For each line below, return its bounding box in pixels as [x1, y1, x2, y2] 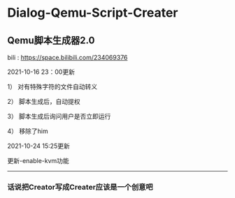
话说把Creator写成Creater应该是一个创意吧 [7, 182, 153, 192]
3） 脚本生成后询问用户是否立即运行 [7, 112, 111, 120]
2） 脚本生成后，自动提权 [7, 98, 80, 105]
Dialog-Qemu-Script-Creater [7, 5, 178, 21]
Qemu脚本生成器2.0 [7, 34, 95, 46]
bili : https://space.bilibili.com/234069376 [7, 54, 128, 61]
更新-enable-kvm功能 [7, 157, 70, 165]
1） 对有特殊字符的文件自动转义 [7, 82, 98, 91]
